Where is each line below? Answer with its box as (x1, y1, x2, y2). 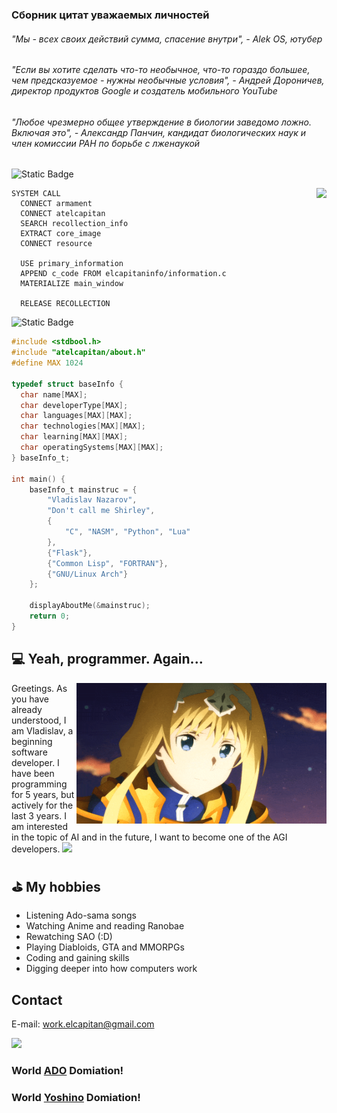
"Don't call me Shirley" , (47, 506, 156, 516)
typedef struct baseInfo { (11, 379, 124, 389)
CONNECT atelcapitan (20, 209, 106, 219)
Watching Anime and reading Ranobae (25, 920, 185, 932)
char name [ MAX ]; (20, 389, 88, 400)
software (11, 746, 48, 758)
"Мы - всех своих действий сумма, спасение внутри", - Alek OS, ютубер (11, 33, 323, 45)
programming (11, 778, 68, 790)
